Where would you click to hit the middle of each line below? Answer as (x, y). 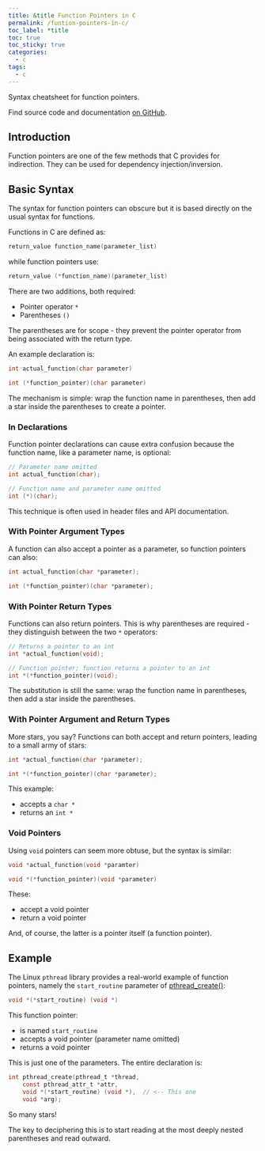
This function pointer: (43, 1015)
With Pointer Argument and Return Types (89, 719)
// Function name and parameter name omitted (84, 488)
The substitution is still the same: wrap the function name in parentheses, (128, 691)
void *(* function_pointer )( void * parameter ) (83, 879)
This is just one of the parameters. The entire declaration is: (106, 1063)
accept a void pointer (54, 910)
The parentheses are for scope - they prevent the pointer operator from (125, 330)
